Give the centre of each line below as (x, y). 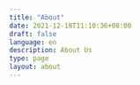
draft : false (33, 34)
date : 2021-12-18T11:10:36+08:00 (70, 26)
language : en (33, 42)
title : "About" (37, 17)
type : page (29, 58)
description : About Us (51, 50)
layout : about (35, 67)
